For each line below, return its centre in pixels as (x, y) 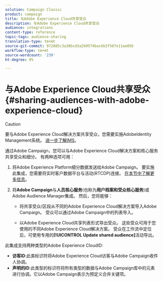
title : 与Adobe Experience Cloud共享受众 (46, 19)
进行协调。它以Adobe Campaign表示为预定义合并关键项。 (70, 274)
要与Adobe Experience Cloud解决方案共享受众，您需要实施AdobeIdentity (78, 134)
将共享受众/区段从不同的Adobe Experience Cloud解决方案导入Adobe (88, 206)
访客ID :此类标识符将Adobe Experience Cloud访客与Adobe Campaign (81, 256)
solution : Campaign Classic (34, 10)
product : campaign (24, 14)
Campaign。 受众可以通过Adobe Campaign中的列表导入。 (78, 213)
